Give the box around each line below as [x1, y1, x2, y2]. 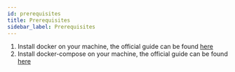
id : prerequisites [7, 10, 61, 17]
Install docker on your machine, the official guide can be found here [17, 43, 214, 51]
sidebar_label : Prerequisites [7, 23, 96, 30]
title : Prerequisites [7, 17, 71, 24]
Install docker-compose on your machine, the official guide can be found [17, 50, 228, 58]
